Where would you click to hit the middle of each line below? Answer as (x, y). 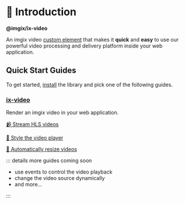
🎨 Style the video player (35, 138)
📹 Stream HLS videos (32, 124)
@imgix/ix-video (27, 28)
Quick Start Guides (41, 71)
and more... (28, 185)
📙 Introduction (41, 12)
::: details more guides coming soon (49, 161)
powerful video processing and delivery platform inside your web (84, 46)
